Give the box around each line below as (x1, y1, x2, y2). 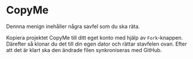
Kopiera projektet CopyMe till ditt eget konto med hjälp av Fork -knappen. (6, 34, 183, 41)
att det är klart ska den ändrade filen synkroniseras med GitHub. (6, 46, 162, 53)
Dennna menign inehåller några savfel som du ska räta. (6, 23, 140, 30)
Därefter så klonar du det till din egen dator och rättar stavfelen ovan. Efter (6, 40, 187, 47)
